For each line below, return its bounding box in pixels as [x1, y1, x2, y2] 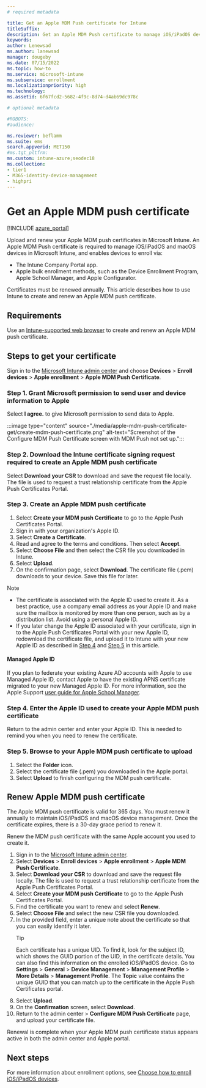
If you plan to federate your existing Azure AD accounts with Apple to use [7, 669, 192, 677]
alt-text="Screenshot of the [106, 428, 176, 436]
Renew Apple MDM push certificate [7, 792, 145, 803]
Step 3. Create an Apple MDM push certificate [7, 500, 146, 509]
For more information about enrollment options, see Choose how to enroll [7, 1069, 192, 1076]
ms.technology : [7, 88, 46, 95]
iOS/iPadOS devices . [7, 1075, 59, 1082]
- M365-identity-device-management [7, 172, 98, 178]
